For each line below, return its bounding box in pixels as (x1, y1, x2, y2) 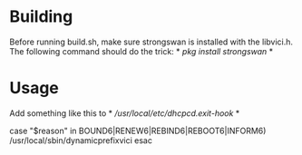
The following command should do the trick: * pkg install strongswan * (9, 45, 274, 56)
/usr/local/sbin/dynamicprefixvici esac (9, 134, 152, 146)
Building (9, 6, 73, 27)
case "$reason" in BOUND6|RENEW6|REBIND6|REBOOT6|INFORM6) (9, 125, 267, 136)
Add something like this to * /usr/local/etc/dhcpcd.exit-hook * (9, 107, 240, 119)
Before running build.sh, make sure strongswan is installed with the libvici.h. (9, 36, 293, 47)
